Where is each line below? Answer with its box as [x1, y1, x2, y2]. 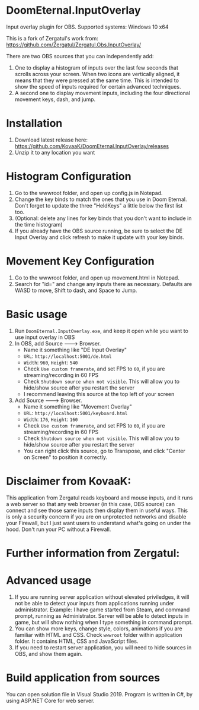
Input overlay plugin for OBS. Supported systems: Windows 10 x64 [6, 23, 169, 30]
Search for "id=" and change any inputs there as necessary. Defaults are [14, 280, 192, 287]
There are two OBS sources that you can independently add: [6, 52, 154, 59]
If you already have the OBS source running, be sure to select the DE [14, 227, 183, 234]
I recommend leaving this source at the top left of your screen [23, 390, 175, 397]
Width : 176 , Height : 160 [23, 416, 78, 423]
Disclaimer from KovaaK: [6, 474, 131, 488]
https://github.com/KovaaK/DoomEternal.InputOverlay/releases [14, 142, 169, 149]
